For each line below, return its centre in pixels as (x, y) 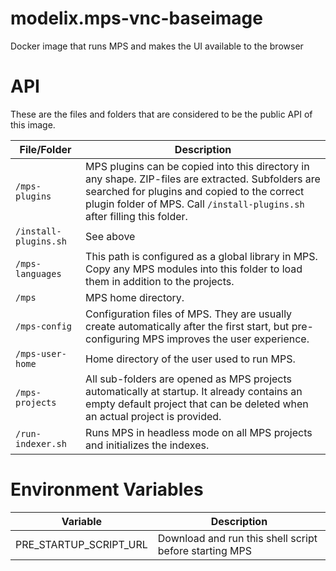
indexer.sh (41, 443)
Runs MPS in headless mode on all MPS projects (199, 432)
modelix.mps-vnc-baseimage (136, 18)
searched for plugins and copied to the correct (195, 191)
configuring (112, 339)
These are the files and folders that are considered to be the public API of (161, 114)
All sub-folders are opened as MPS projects (189, 379)
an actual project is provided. (153, 416)
